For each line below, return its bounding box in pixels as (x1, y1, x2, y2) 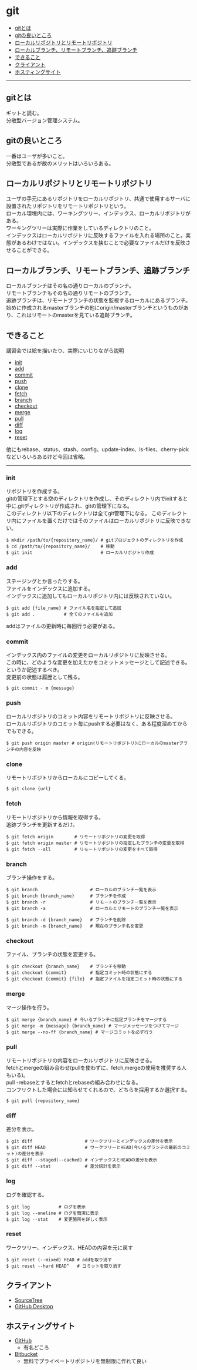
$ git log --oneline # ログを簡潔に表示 (6, 1210, 99, 1216)
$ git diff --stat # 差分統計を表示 (6, 1163, 121, 1170)
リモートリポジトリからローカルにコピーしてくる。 (6, 774, 129, 781)
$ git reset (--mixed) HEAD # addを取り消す (6, 1257, 113, 1262)
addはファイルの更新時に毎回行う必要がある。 (6, 622, 118, 629)
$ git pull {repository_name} (6, 1097, 80, 1104)
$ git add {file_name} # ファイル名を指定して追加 (6, 605, 122, 611)
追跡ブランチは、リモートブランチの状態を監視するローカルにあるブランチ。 (6, 297, 191, 304)
